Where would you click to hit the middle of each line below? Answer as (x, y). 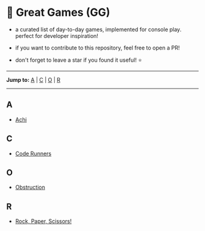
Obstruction (30, 187)
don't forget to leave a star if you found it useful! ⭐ (78, 60)
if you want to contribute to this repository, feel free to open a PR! (97, 48)
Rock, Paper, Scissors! (43, 221)
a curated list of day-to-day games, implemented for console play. (98, 29)
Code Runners (33, 153)
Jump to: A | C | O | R (34, 79)
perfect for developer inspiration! (57, 35)
